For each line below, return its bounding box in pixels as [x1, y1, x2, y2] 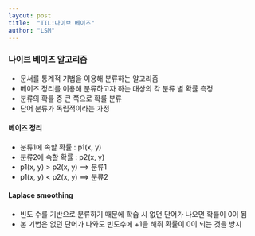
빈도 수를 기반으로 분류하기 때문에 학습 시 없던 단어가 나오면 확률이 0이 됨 [19, 210, 248, 219]
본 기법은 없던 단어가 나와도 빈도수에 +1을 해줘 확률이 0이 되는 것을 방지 [19, 219, 242, 229]
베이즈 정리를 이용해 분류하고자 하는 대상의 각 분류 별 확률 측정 [19, 83, 214, 93]
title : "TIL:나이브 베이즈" [8, 19, 96, 27]
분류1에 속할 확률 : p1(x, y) [19, 142, 102, 152]
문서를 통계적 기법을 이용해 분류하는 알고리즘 [19, 73, 159, 83]
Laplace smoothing [8, 191, 73, 200]
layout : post [8, 11, 52, 20]
